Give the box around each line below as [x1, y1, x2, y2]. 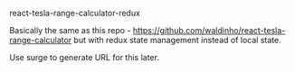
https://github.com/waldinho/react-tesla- [132, 25, 286, 35]
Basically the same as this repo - [9, 25, 131, 35]
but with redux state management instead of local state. [73, 35, 282, 45]
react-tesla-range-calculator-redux [9, 8, 140, 18]
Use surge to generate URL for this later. [9, 52, 160, 62]
